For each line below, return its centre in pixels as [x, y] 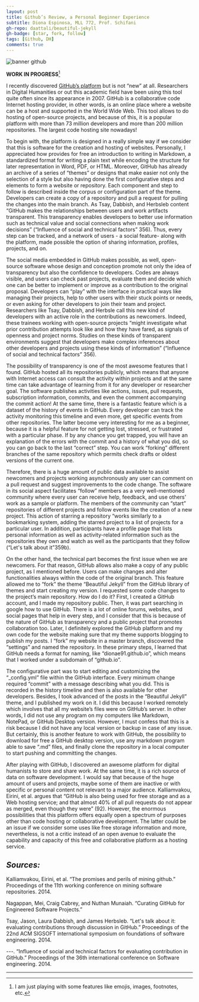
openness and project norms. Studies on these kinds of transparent [89, 335]
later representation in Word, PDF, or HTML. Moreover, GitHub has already [97, 166]
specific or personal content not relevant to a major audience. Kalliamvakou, [99, 790]
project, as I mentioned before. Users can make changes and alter [87, 571]
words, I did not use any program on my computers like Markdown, [88, 715]
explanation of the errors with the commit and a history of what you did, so [97, 441]
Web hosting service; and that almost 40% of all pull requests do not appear [99, 802]
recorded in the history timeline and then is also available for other [87, 690]
